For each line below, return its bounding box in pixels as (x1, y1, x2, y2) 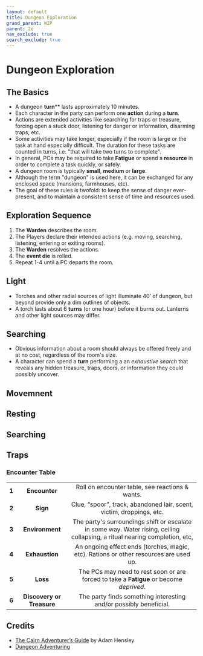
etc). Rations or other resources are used (74, 550, 190, 559)
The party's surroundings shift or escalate (72, 518, 192, 526)
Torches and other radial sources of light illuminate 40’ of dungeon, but (14, 292, 193, 299)
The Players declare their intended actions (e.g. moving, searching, (14, 233, 182, 240)
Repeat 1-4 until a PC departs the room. (14, 258, 114, 266)
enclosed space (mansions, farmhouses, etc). (14, 180, 129, 187)
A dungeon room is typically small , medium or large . (14, 167, 147, 174)
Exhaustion (25, 550, 59, 559)
